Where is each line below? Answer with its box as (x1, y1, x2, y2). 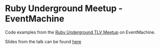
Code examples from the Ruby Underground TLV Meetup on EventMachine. (5, 29, 156, 35)
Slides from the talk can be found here (5, 38, 81, 44)
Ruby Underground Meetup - (5, 3, 123, 14)
